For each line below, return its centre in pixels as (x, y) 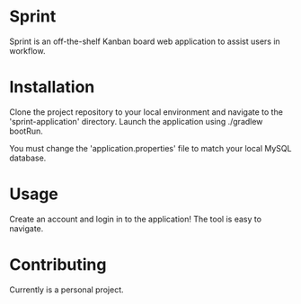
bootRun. (26, 131)
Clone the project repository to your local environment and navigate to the (146, 112)
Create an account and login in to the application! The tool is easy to (136, 219)
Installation (52, 87)
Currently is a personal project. (66, 290)
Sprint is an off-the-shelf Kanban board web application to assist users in (145, 41)
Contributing (58, 265)
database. (28, 158)
